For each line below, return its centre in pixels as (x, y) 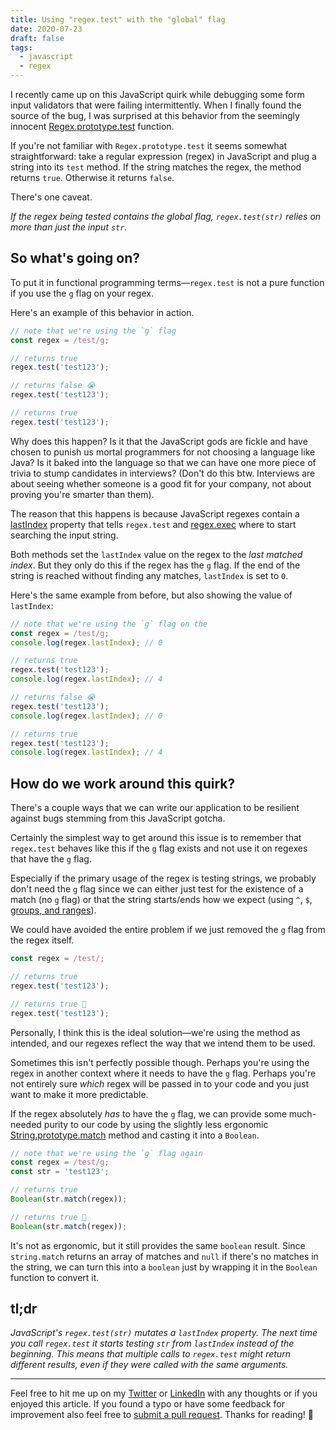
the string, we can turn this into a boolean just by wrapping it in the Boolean (164, 1267)
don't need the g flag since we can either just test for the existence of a (157, 889)
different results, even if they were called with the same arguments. (149, 1365)
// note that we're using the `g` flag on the (109, 624)
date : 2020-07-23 (46, 29)
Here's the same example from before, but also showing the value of (151, 595)
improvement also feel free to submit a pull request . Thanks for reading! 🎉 (162, 1415)
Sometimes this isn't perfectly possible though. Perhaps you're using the (160, 1062)
